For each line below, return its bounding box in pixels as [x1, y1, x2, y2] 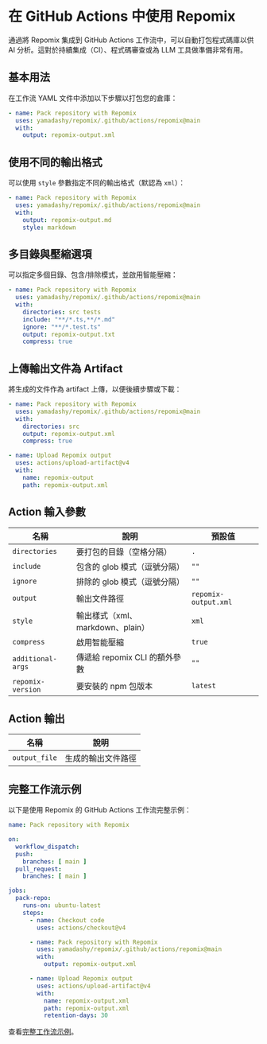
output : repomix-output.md [22, 216, 112, 224]
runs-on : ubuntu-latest [22, 902, 102, 910]
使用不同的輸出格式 [8, 155, 103, 169]
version [12, 685, 41, 694]
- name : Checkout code [29, 916, 105, 924]
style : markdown [22, 224, 77, 232]
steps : [22, 909, 44, 917]
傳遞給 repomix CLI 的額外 [75, 652, 173, 663]
